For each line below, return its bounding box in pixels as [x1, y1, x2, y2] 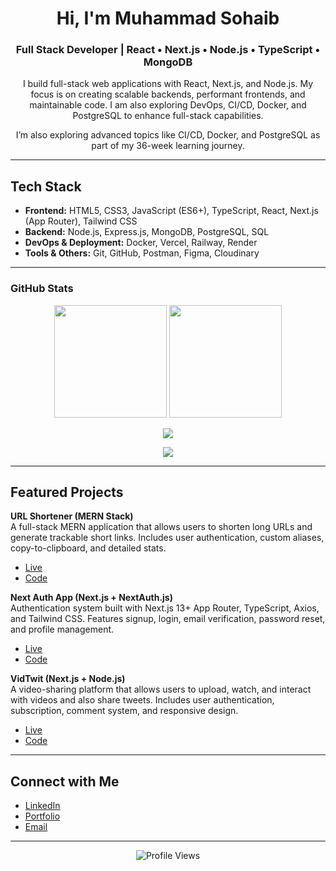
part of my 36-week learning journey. [91, 140, 245, 152]
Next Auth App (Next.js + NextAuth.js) [10, 592, 173, 604]
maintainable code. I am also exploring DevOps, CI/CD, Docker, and [29, 99, 307, 111]
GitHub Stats [10, 282, 74, 296]
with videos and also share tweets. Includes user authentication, [10, 694, 275, 706]
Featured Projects [10, 483, 124, 501]
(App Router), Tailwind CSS [24, 215, 138, 227]
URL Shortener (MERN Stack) [10, 510, 134, 522]
